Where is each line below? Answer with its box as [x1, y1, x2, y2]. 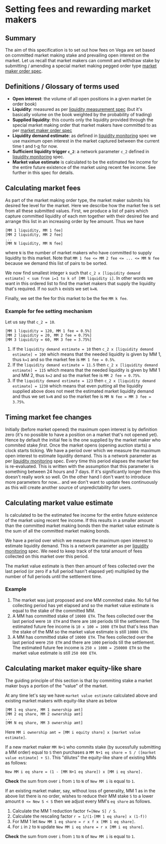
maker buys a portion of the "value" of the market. [5, 683, 108, 689]
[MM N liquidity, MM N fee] [5, 241, 63, 246]
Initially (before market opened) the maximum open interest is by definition [5, 426, 158, 432]
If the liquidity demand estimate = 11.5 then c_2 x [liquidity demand [12, 362, 158, 368]
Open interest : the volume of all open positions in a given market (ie [12, 95, 152, 101]
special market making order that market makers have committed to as [12, 122, 157, 128]
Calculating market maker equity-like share [5, 664, 142, 673]
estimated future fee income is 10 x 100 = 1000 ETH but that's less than [12, 623, 159, 629]
